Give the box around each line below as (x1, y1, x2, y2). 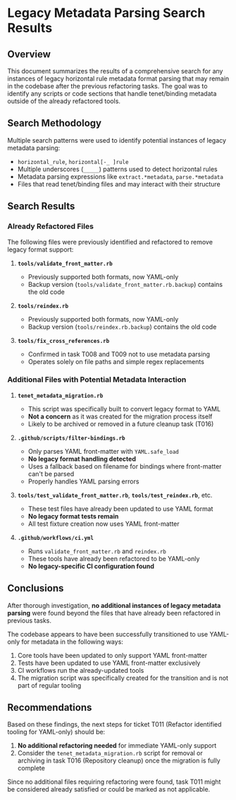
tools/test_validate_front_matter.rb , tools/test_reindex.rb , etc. (17, 490, 213, 499)
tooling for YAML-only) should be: (7, 728, 106, 736)
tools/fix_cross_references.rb (17, 337, 110, 344)
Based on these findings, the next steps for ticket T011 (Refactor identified (7, 720, 222, 729)
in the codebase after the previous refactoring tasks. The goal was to (7, 82, 208, 90)
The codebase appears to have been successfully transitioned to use (7, 630, 209, 638)
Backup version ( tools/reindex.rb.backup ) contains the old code (27, 322, 217, 331)
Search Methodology (7, 117, 102, 129)
